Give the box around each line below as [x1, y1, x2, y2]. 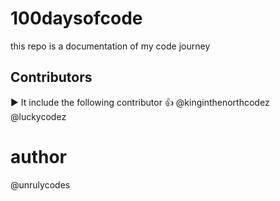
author [10, 145, 68, 168]
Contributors [10, 69, 93, 86]
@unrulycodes [10, 178, 71, 191]
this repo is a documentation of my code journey [10, 40, 211, 52]
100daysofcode [10, 7, 143, 30]
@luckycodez [10, 110, 67, 122]
